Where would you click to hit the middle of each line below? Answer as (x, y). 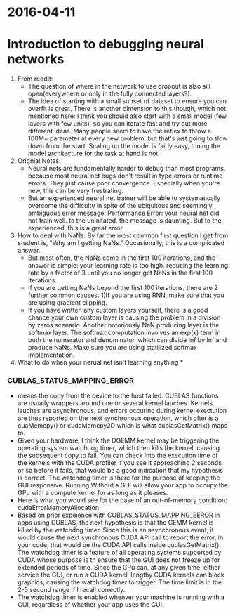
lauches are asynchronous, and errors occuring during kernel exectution (122, 411)
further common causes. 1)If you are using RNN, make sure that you (126, 295)
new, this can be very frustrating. (76, 191)
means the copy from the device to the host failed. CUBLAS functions (118, 396)
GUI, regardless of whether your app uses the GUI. (90, 605)
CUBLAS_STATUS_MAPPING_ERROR (71, 381)
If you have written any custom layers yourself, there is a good (118, 310)
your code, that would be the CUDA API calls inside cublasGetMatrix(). (119, 545)
